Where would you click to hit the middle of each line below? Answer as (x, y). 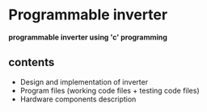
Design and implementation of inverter (84, 81)
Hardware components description (78, 99)
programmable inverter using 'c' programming (88, 37)
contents (32, 62)
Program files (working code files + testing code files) (110, 90)
